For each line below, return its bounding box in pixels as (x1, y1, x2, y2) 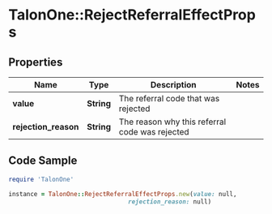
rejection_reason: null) (128, 197, 212, 206)
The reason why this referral (118, 116, 227, 127)
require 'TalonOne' (8, 175, 74, 183)
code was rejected (118, 126, 189, 137)
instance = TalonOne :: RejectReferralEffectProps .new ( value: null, (8, 190, 237, 198)
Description (150, 79, 197, 90)
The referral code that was (118, 93, 220, 104)
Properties (8, 55, 63, 69)
